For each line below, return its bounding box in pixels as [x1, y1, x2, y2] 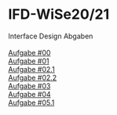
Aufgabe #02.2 [8, 73, 57, 82]
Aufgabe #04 [8, 89, 51, 99]
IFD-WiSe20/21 [8, 5, 110, 23]
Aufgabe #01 [8, 56, 49, 66]
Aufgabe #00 [8, 48, 51, 57]
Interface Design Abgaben [8, 31, 93, 41]
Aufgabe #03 [8, 81, 51, 91]
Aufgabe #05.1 [8, 98, 55, 107]
